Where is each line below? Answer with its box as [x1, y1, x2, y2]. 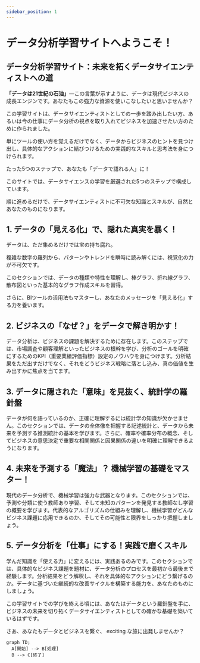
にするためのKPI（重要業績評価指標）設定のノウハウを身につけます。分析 [6, 353, 186, 360]
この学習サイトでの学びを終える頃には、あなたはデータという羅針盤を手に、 [6, 600, 194, 607]
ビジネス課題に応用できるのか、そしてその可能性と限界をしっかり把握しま [6, 513, 189, 521]
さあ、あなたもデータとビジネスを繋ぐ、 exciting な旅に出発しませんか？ [6, 627, 185, 634]
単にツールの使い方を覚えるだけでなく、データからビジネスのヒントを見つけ [6, 138, 194, 145]
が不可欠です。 [6, 262, 43, 269]
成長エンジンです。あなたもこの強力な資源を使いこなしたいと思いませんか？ [6, 97, 193, 104]
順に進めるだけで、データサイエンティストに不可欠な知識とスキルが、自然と [6, 198, 193, 205]
